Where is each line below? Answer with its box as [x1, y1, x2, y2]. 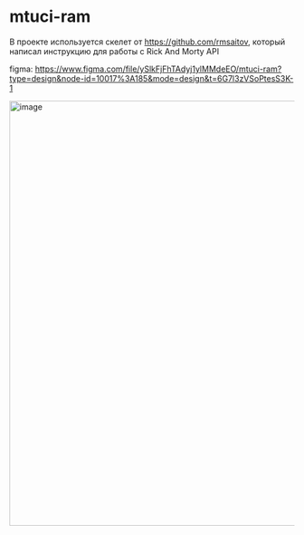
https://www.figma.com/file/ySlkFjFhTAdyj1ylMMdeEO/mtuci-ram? [34, 63, 282, 74]
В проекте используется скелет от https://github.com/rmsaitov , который [9, 36, 286, 47]
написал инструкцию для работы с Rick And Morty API [9, 45, 220, 56]
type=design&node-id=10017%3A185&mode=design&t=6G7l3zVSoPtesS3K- [9, 72, 294, 83]
